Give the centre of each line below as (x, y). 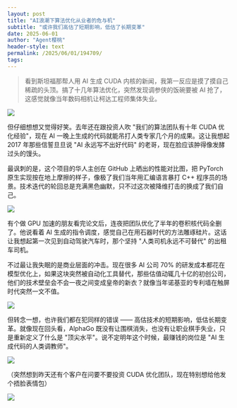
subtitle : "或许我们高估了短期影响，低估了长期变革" (76, 27)
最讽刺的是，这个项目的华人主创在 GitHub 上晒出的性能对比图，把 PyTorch (115, 168)
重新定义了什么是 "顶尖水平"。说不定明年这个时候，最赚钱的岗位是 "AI (115, 337)
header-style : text (36, 47)
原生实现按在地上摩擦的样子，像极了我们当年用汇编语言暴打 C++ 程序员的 (114, 177)
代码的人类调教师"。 (43, 346)
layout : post (26, 14)
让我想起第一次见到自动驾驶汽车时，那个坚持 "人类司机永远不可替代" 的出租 (117, 240)
